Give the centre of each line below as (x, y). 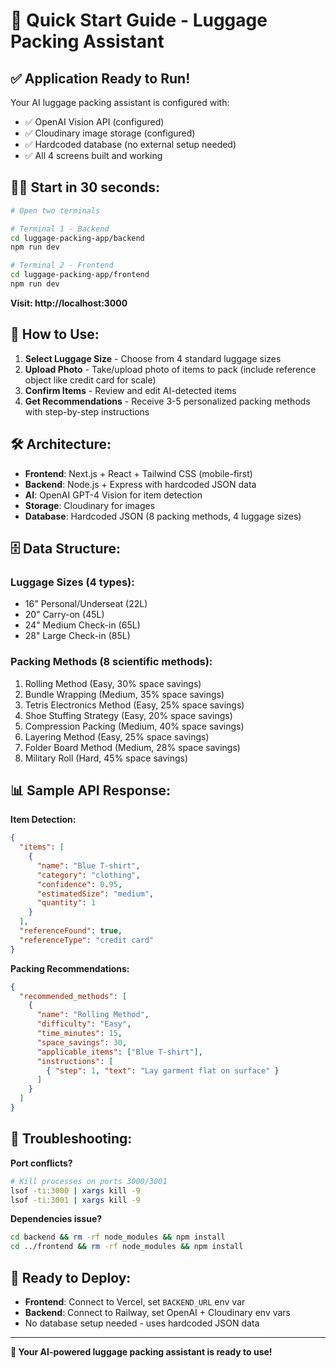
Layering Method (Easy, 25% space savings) (117, 736)
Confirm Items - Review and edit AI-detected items (130, 390)
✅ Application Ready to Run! (100, 78)
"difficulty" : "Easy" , (84, 1024)
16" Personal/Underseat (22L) (86, 604)
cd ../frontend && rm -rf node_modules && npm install (127, 1247)
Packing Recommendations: (70, 968)
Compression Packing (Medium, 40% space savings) (134, 726)
